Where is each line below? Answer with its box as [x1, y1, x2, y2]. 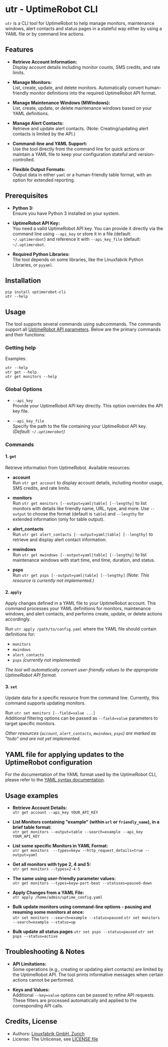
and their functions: [5, 332, 46, 338]
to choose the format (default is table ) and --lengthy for [27, 510, 144, 516]
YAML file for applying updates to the [5, 750, 124, 759]
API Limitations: [12, 961, 47, 967]
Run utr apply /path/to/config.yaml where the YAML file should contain [5, 626, 156, 632]
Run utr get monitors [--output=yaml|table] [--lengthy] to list [12, 500, 147, 506]
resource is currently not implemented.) [12, 577, 94, 583]
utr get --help [5, 370, 37, 375]
